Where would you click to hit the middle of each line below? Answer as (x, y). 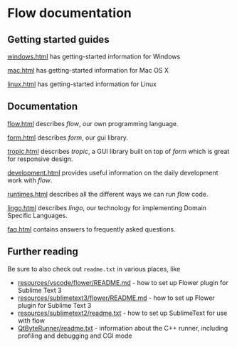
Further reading (43, 252)
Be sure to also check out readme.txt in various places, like (94, 269)
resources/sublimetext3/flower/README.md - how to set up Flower (116, 298)
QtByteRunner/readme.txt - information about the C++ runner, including (123, 328)
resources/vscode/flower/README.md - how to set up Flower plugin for (123, 282)
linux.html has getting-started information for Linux (82, 84)
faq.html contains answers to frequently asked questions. (91, 229)
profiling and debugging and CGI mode (75, 336)
